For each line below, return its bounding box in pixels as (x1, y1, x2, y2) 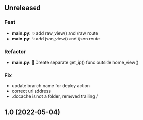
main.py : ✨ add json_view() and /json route (11, 36, 100, 41)
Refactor (4, 48, 26, 55)
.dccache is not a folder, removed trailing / (11, 93, 98, 99)
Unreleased (4, 4, 41, 12)
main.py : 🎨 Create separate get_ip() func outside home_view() (11, 59, 139, 65)
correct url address (11, 88, 51, 94)
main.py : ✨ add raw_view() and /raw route (11, 30, 98, 36)
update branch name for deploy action (11, 83, 90, 89)
